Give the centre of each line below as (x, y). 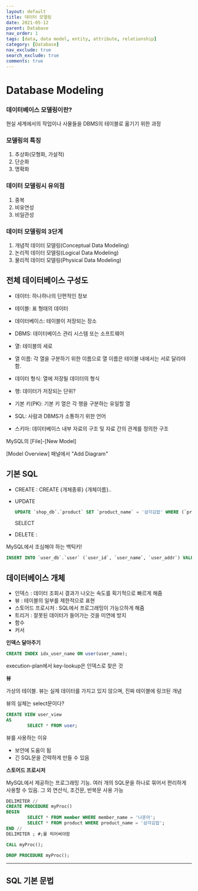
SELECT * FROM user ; (52, 725)
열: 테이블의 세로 (34, 346)
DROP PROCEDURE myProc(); (38, 855)
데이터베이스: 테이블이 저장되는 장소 (56, 321)
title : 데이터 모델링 (29, 17)
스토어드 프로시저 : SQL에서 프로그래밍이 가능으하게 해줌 (80, 608)
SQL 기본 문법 (30, 881)
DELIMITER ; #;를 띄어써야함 (38, 834)
